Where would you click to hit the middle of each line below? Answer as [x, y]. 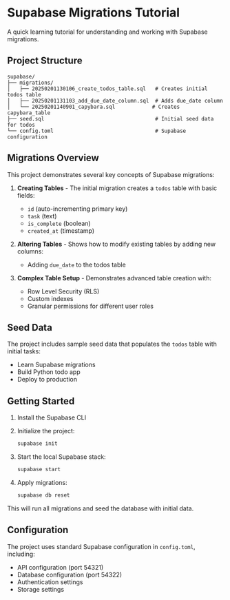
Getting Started [41, 401]
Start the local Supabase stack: [61, 457]
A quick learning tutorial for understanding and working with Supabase [107, 32]
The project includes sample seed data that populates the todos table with [112, 344]
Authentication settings [50, 582]
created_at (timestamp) [61, 230]
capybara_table [29, 113]
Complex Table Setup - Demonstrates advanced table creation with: [114, 278]
